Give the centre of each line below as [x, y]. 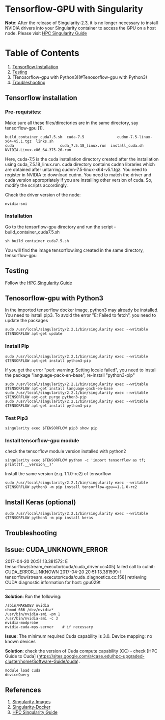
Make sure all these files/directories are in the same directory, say [72, 123]
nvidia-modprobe [22, 623]
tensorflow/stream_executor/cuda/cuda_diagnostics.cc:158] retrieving [76, 577]
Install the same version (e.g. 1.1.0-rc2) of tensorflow [58, 474]
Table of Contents [42, 53]
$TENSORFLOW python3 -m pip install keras [49, 518]
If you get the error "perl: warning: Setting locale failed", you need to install [81, 370]
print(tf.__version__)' [29, 465]
